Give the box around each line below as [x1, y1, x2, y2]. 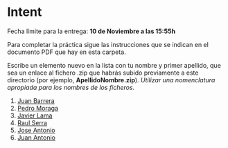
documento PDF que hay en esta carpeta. [7, 48, 126, 56]
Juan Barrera [17, 96, 55, 104]
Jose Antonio [17, 126, 55, 134]
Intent [7, 4, 42, 20]
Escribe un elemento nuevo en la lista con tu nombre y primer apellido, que [7, 61, 222, 69]
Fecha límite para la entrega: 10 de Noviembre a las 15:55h [7, 27, 175, 35]
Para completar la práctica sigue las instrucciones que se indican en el [7, 40, 209, 48]
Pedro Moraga [17, 104, 59, 112]
